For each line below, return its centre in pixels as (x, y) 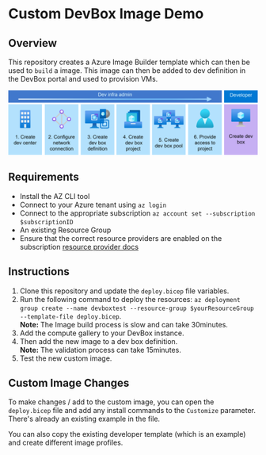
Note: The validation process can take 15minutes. (101, 350)
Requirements (44, 177)
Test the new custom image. (66, 358)
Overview (33, 43)
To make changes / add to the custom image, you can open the (111, 402)
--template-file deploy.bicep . (70, 316)
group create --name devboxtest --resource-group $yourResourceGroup (137, 308)
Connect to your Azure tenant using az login (93, 205)
